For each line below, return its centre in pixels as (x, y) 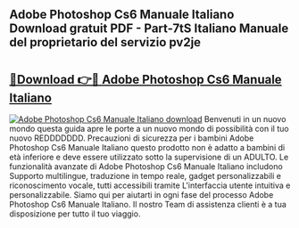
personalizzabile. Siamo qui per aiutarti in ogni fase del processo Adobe (141, 195)
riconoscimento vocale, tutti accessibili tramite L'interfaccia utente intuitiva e (150, 185)
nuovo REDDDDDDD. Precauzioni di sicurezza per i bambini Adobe (132, 138)
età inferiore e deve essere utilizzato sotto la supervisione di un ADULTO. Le (149, 157)
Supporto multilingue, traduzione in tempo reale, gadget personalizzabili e (145, 176)
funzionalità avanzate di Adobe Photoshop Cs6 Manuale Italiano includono (146, 167)
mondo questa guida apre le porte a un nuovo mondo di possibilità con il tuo (149, 129)
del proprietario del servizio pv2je (105, 42)
